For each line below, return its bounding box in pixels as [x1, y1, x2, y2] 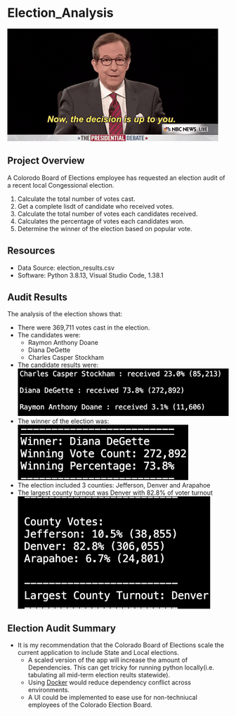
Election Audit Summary [7, 623, 116, 634]
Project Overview [7, 155, 85, 167]
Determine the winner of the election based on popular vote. [17, 224, 192, 233]
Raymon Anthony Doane [27, 339, 98, 347]
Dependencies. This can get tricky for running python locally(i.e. [27, 663, 214, 672]
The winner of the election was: [17, 417, 110, 425]
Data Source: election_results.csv [17, 263, 114, 272]
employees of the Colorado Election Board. [27, 701, 152, 709]
